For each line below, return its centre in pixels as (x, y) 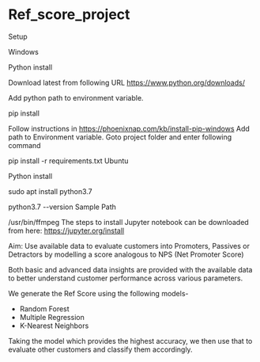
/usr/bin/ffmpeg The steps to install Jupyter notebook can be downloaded (128, 222)
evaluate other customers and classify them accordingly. (100, 349)
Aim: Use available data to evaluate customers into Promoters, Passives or (129, 246)
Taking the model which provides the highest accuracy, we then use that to (130, 341)
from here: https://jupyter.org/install (66, 231)
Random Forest (44, 309)
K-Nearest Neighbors (54, 326)
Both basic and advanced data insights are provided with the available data (130, 269)
